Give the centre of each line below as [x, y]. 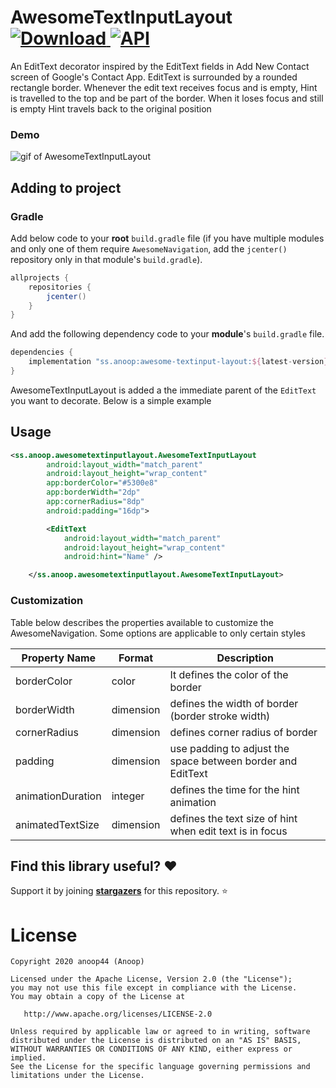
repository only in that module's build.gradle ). [106, 259]
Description [245, 658]
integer [128, 796]
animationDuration [58, 796]
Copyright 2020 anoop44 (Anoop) [77, 962]
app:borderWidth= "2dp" [93, 492]
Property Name [59, 658]
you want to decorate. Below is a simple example [111, 400]
